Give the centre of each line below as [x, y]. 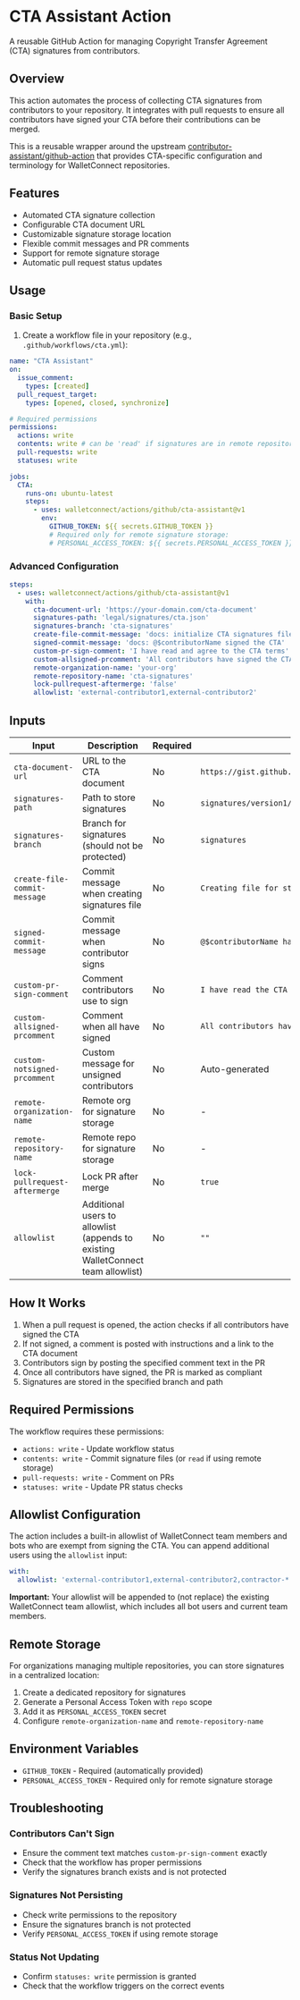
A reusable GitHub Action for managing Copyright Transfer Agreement [138, 41]
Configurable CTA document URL [83, 224]
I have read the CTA [244, 989]
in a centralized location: [54, 1675]
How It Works [48, 1303]
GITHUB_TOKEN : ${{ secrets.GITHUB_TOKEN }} [131, 527]
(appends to [108, 1237]
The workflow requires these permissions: [87, 1431]
